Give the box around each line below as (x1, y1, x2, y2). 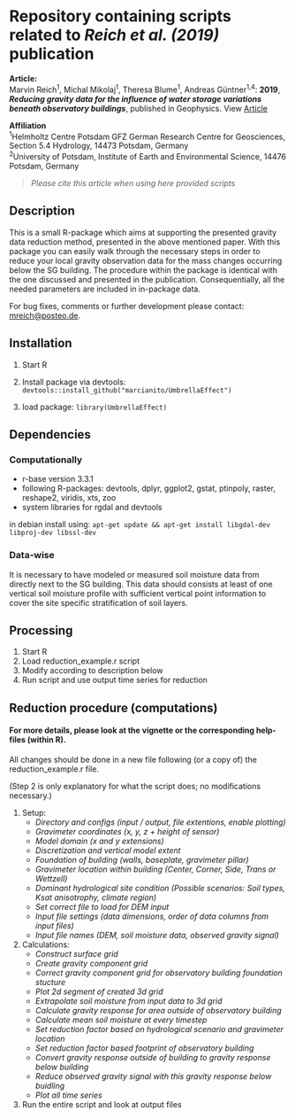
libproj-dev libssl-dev (9, 529, 97, 538)
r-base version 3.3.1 (21, 474, 95, 485)
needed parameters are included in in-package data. (9, 283, 201, 294)
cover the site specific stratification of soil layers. (9, 597, 188, 608)
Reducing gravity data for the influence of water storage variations (9, 93, 262, 104)
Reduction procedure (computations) (9, 700, 218, 715)
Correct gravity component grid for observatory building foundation (34, 967, 283, 978)
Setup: (21, 807, 47, 818)
